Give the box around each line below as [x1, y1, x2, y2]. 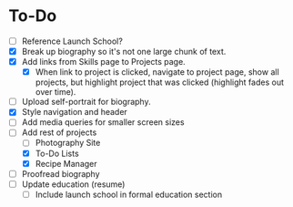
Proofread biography [21, 168, 101, 179]
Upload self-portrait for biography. [21, 97, 151, 108]
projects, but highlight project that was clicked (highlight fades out [35, 77, 284, 88]
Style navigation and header [21, 107, 128, 118]
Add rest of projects [21, 127, 97, 138]
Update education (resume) [21, 179, 126, 190]
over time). [35, 87, 76, 98]
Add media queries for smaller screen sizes [21, 117, 185, 128]
